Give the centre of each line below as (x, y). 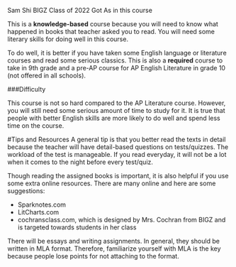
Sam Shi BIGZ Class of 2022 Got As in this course (80, 10)
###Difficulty (27, 89)
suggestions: (26, 191)
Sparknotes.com (41, 205)
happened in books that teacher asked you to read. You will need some (111, 32)
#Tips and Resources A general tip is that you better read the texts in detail (117, 139)
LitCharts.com (38, 212)
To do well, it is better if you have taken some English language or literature (117, 53)
